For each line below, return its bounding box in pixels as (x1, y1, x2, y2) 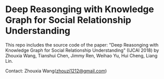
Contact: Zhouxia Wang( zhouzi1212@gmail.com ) (5, 67, 107, 74)
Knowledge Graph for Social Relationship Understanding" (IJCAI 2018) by (5, 47, 159, 53)
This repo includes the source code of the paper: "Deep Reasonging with (5, 42, 159, 48)
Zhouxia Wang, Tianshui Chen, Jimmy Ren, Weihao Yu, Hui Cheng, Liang (5, 52, 158, 59)
